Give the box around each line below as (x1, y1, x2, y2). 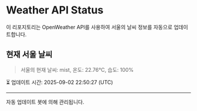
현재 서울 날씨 (6, 50, 53, 60)
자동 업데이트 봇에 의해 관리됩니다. (6, 98, 84, 105)
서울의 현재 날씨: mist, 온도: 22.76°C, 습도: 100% (20, 66, 134, 73)
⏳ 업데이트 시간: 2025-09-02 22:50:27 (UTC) (6, 78, 113, 85)
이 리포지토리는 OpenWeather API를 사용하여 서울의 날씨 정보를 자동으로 (6, 23, 173, 30)
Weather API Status (6, 4, 104, 17)
